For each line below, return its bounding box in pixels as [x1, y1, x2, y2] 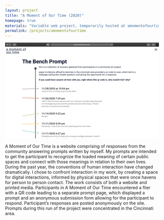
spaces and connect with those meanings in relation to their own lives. [5, 159, 147, 165]
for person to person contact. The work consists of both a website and [5, 180, 147, 185]
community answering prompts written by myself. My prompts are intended [5, 148, 157, 154]
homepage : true [5, 18, 36, 23]
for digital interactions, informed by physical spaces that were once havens [5, 174, 156, 180]
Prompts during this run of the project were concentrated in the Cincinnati [5, 205, 154, 211]
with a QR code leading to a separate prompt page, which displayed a [5, 190, 145, 196]
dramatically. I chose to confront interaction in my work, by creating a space [5, 169, 158, 175]
